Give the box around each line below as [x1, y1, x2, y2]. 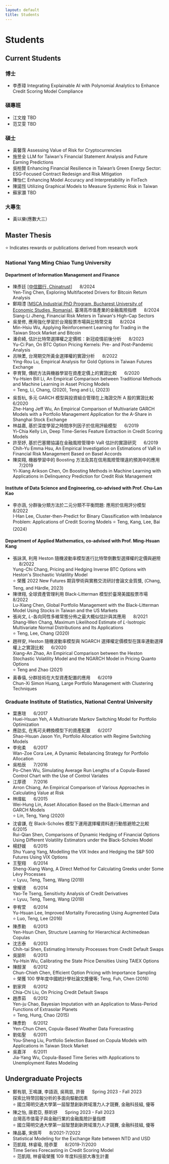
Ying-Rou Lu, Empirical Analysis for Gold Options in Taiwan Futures [12, 359, 152, 365]
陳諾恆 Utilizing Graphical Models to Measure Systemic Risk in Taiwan [12, 183, 158, 189]
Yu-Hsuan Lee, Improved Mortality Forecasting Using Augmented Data [12, 910, 160, 916]
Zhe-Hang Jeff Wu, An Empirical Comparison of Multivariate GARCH [12, 406, 155, 412]
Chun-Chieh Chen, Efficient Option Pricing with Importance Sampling [12, 969, 156, 976]
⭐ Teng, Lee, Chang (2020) [12, 630, 70, 636]
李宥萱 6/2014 [12, 904, 48, 910]
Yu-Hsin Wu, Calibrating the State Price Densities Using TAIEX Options [12, 958, 159, 964]
